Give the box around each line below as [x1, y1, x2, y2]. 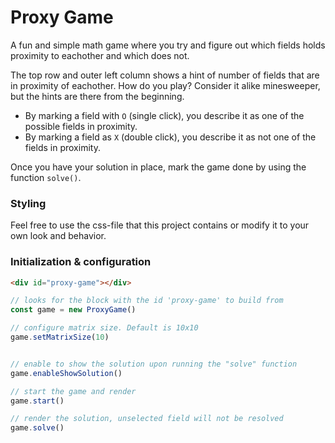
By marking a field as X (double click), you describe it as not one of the [24, 131, 317, 143]
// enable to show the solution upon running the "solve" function [10, 359, 298, 369]
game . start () [10, 396, 65, 406]
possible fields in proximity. [24, 120, 138, 132]
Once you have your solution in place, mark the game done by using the [10, 161, 307, 173]
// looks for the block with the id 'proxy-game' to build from [10, 296, 284, 306]
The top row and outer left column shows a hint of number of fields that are [10, 69, 320, 81]
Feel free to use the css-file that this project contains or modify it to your [10, 219, 310, 231]
